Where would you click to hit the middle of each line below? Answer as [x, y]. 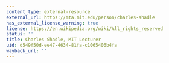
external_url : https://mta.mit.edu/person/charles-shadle [81, 17]
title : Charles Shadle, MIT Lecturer [54, 40]
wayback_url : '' [27, 51]
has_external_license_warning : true [52, 23]
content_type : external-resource [48, 12]
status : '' [20, 34]
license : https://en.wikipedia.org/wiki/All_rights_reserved [85, 28]
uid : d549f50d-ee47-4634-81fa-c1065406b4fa [62, 46]
